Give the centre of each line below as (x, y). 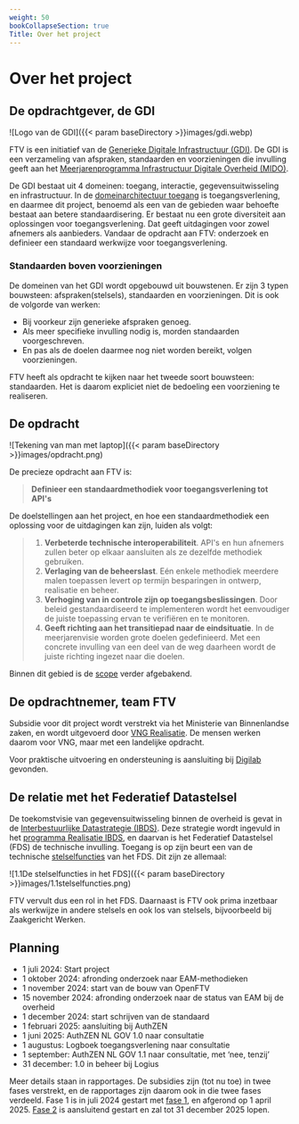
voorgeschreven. (53, 341)
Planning (34, 948)
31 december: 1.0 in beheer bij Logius (90, 1063)
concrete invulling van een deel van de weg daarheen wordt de (160, 647)
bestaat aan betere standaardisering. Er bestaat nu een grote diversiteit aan (148, 214)
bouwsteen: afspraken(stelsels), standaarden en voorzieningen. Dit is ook (144, 294)
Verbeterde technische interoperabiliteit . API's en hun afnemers (164, 543)
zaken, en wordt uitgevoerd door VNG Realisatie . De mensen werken (135, 733)
